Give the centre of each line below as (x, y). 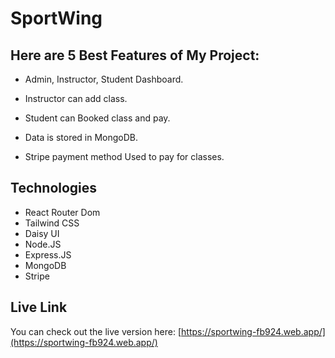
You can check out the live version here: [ (96, 331)
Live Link (39, 307)
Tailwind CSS (52, 223)
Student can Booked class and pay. (97, 118)
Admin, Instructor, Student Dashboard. (104, 79)
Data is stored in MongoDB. (81, 137)
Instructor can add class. (76, 98)
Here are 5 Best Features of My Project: (135, 55)
